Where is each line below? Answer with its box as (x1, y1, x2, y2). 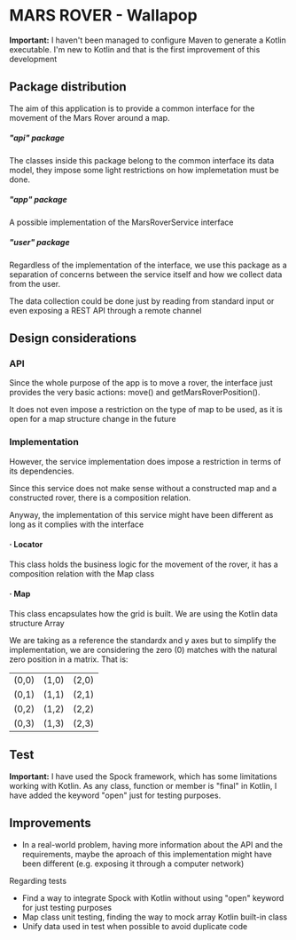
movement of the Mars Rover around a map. (9, 112, 170, 123)
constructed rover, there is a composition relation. (9, 492, 191, 503)
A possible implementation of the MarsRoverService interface (9, 217, 234, 227)
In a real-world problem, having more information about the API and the (21, 839, 284, 849)
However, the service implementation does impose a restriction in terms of (9, 456, 282, 466)
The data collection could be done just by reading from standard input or (9, 295, 275, 307)
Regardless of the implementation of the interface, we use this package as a (9, 259, 288, 270)
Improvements (9, 816, 91, 831)
